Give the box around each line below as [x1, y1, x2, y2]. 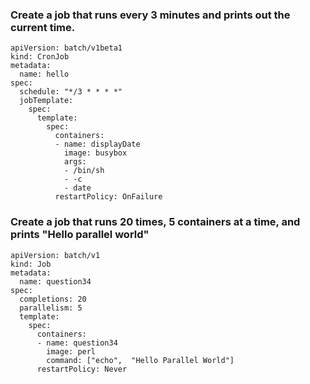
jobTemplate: [19, 96, 74, 106]
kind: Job [10, 259, 52, 269]
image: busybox [63, 148, 128, 158]
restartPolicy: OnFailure [54, 192, 163, 202]
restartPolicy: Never [36, 364, 128, 374]
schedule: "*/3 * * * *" [19, 87, 123, 97]
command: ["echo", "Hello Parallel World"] [46, 355, 235, 365]
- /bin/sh [63, 166, 105, 176]
